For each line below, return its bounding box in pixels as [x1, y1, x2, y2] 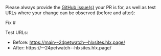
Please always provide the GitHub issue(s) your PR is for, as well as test [5, 5, 156, 10]
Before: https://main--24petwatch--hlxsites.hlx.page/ [12, 39, 125, 45]
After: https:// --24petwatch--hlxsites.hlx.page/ [12, 45, 111, 50]
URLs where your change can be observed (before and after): [5, 10, 135, 16]
